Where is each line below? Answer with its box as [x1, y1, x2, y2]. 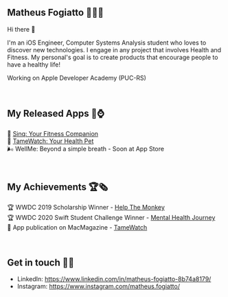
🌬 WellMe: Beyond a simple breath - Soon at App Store [7, 144, 165, 153]
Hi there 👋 [7, 25, 36, 33]
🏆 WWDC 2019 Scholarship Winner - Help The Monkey [7, 203, 165, 212]
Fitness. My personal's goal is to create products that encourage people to [7, 53, 218, 61]
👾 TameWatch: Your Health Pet [7, 137, 94, 145]
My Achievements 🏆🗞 [7, 181, 109, 193]
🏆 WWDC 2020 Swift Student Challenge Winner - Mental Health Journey [7, 214, 216, 222]
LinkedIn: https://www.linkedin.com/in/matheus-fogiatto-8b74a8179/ [16, 275, 212, 283]
